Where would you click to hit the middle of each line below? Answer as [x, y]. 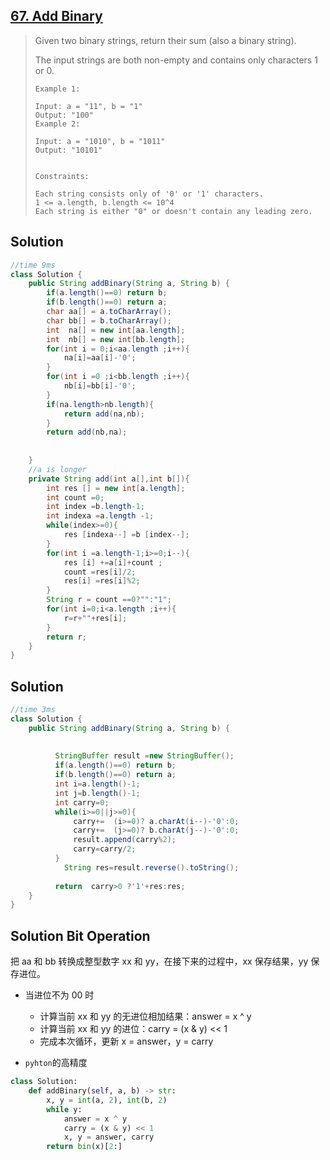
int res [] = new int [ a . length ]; [116, 488]
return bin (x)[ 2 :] [84, 1147]
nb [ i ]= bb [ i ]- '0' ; [100, 386]
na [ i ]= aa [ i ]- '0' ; [100, 358]
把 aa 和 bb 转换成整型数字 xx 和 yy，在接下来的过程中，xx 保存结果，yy [159, 961]
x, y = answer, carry [109, 1137]
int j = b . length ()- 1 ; [97, 793]
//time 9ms [33, 265]
